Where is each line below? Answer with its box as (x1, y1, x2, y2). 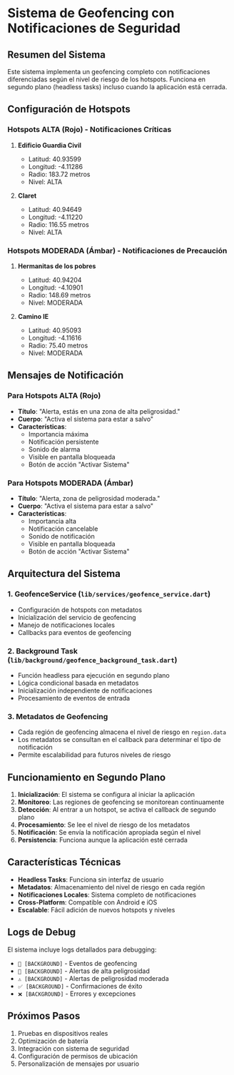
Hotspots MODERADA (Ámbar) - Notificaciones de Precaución (7, 245, 228, 255)
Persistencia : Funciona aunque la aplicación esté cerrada (17, 836, 188, 845)
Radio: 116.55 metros (28, 220, 89, 229)
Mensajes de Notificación (7, 370, 123, 382)
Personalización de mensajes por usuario (17, 1059, 140, 1068)
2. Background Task (7, 646, 78, 656)
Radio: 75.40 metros (28, 341, 88, 350)
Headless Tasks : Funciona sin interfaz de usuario (17, 875, 164, 884)
